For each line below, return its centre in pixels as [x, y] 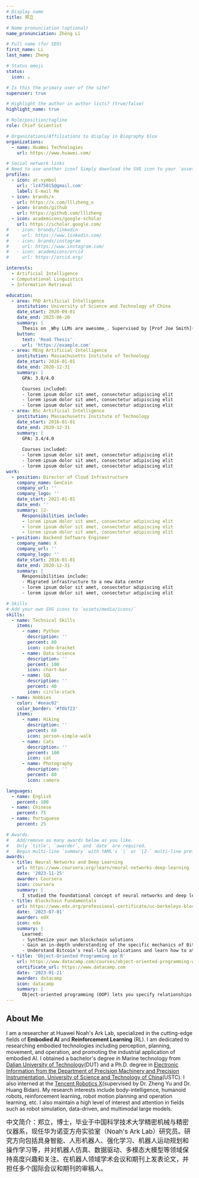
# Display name [25, 12]
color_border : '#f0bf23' [47, 709]
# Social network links [36, 164]
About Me [25, 1019]
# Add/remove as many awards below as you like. [70, 840]
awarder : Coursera [39, 879]
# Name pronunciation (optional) [47, 28]
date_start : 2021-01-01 [46, 499]
